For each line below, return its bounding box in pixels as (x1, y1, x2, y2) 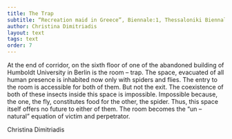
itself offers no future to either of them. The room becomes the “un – (7, 105, 202, 113)
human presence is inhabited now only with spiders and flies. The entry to (7, 76, 217, 83)
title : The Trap (7, 10, 54, 17)
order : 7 (7, 42, 32, 49)
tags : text (7, 36, 39, 43)
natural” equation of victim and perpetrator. (7, 112, 130, 120)
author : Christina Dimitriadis (7, 23, 97, 30)
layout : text (7, 29, 45, 36)
